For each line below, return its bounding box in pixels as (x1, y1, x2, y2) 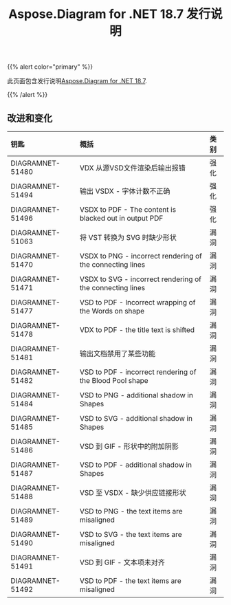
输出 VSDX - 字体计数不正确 (79, 186, 170, 196)
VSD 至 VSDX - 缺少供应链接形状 (79, 488, 187, 497)
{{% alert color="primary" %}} (7, 63, 93, 71)
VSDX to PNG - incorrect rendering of (79, 252, 203, 261)
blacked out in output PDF (79, 214, 164, 223)
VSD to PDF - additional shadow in (79, 460, 192, 470)
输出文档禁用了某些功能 (79, 349, 156, 358)
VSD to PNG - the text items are (79, 507, 183, 516)
